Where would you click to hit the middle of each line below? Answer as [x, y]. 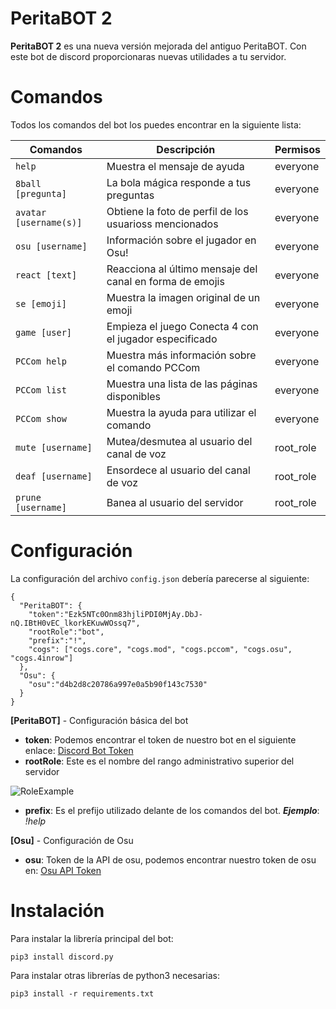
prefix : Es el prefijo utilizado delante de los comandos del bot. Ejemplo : [172, 810]
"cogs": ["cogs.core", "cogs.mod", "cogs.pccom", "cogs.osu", [160, 649]
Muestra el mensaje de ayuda [175, 166]
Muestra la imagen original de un [183, 297]
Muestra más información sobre [181, 355]
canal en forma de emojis [165, 281]
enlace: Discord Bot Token [79, 750]
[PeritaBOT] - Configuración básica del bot [99, 720]
